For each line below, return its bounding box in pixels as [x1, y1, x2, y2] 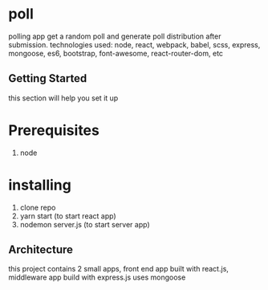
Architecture [8, 243, 74, 257]
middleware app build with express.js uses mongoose [8, 272, 186, 282]
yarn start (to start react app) [19, 210, 116, 221]
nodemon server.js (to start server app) [19, 219, 150, 229]
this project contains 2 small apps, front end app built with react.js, [8, 264, 229, 274]
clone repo [19, 202, 56, 212]
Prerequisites [8, 121, 100, 139]
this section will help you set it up [8, 93, 119, 103]
